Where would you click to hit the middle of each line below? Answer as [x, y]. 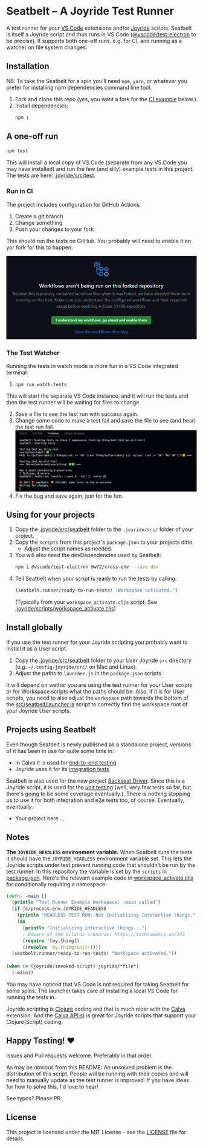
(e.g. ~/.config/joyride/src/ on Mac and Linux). [76, 667]
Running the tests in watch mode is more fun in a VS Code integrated [92, 366]
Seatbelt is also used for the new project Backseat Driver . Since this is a [96, 781]
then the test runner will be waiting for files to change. [73, 403]
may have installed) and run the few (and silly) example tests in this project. [100, 169]
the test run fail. [34, 427]
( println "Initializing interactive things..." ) [85, 928]
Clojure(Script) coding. [35, 1022]
